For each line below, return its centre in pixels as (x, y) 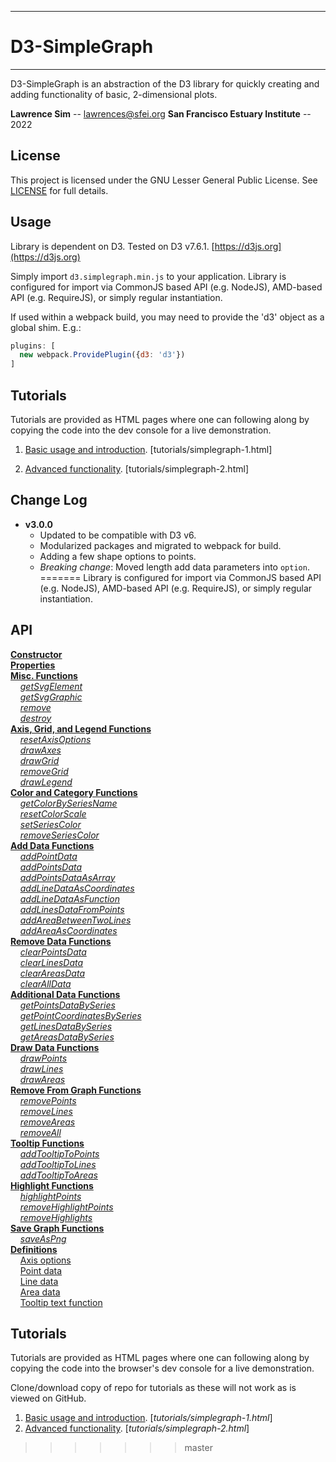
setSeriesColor (50, 824)
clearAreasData (52, 973)
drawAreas (42, 1079)
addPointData (48, 856)
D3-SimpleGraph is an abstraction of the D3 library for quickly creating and (165, 83)
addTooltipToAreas (58, 1175)
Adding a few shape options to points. (118, 556)
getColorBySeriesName (68, 803)
